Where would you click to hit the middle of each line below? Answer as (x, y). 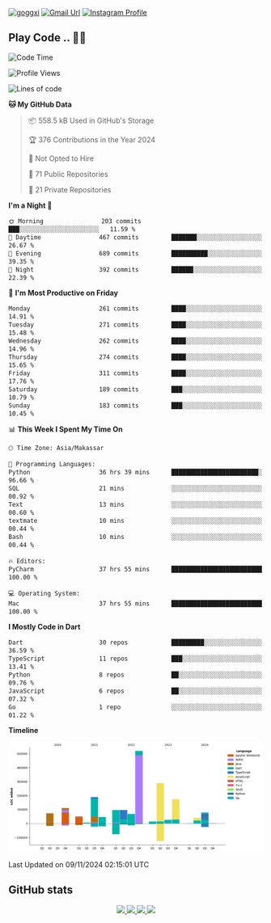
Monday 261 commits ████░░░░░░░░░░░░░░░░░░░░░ (135, 308)
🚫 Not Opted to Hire (61, 158)
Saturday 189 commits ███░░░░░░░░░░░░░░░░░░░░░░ (135, 389)
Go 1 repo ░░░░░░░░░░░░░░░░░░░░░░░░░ (135, 707)
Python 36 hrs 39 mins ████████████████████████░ (135, 472)
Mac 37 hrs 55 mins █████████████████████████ (135, 603)
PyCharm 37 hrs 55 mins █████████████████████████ (135, 569)
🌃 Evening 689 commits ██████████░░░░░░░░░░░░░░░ (135, 253)
